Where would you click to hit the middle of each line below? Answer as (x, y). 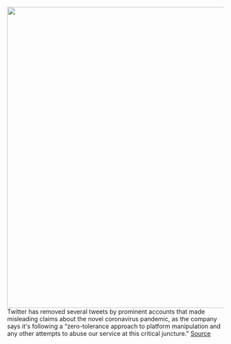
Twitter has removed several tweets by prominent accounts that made (106, 312)
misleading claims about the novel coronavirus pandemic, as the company (112, 319)
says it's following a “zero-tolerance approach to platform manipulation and (114, 326)
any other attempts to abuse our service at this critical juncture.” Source (109, 333)
